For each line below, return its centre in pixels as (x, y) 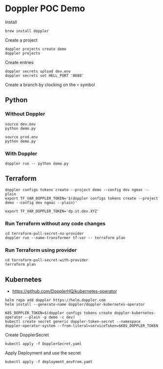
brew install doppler (27, 31)
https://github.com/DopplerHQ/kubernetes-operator (64, 291)
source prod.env (21, 137)
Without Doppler (25, 114)
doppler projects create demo (36, 49)
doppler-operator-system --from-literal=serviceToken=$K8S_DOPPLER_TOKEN (82, 326)
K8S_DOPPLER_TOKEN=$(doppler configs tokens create (59, 313)
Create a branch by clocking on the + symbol (50, 85)
